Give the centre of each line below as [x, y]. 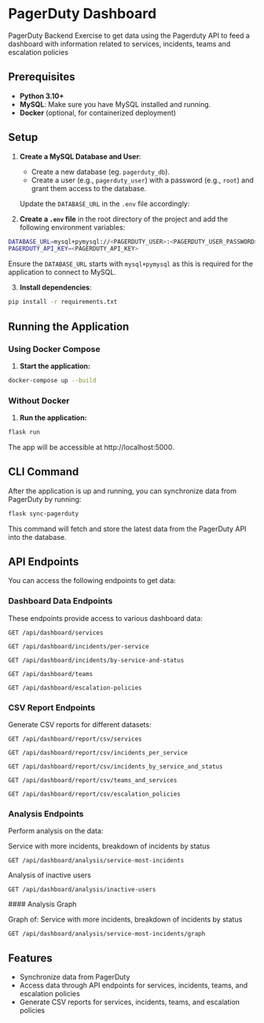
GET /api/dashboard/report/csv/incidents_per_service [98, 753]
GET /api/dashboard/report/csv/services [75, 739]
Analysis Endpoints [46, 814]
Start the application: [55, 366]
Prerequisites [42, 77]
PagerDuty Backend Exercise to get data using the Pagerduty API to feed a [129, 35]
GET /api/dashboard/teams [50, 674]
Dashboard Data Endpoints [60, 601]
